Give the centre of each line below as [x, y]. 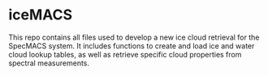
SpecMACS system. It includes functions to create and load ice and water [132, 45]
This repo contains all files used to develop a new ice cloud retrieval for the [134, 37]
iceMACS [41, 15]
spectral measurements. [49, 63]
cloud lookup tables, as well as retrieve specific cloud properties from [125, 54]
